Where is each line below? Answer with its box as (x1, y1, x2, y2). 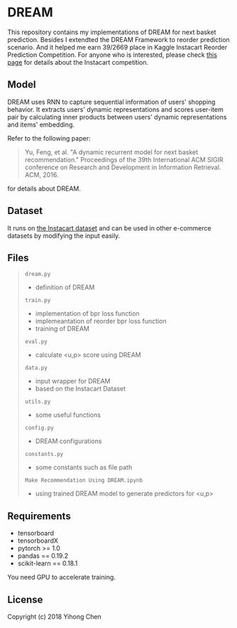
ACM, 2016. (24, 170, 59, 179)
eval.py (24, 339, 48, 346)
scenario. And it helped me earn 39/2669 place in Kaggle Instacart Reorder (7, 43, 228, 51)
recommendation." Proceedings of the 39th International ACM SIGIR (24, 155, 224, 164)
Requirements (7, 510, 71, 522)
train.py (24, 297, 51, 304)
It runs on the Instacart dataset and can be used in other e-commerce (7, 223, 211, 232)
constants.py (24, 451, 64, 458)
